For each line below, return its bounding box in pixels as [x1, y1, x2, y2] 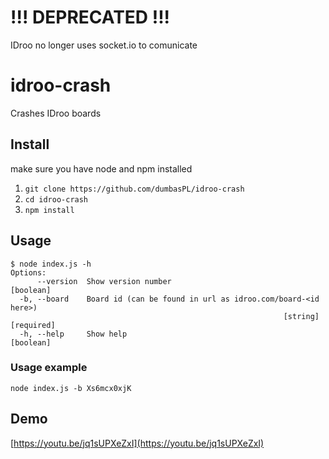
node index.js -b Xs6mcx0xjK [10, 383, 132, 393]
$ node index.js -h [10, 259, 92, 269]
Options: [10, 267, 47, 278]
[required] [10, 320, 56, 330]
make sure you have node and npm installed [10, 162, 193, 175]
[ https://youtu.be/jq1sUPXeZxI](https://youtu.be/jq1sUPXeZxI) [10, 437, 265, 449]
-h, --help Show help [19, 329, 128, 339]
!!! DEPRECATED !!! [10, 6, 171, 29]
